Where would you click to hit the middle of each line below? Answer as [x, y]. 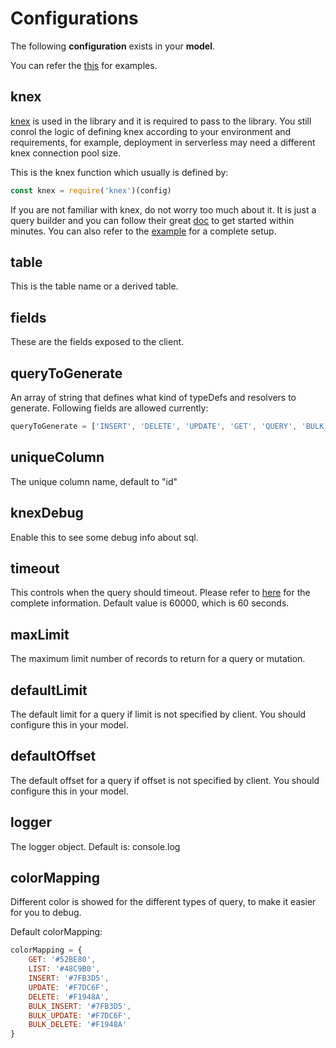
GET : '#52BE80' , [62, 960]
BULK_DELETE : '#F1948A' [78, 1025]
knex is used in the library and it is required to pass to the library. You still [161, 121]
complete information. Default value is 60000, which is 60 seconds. [150, 603]
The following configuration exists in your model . [113, 46]
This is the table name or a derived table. [94, 286]
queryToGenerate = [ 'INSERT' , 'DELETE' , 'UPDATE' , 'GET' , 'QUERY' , [154, 427]
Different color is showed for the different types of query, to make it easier [163, 902]
